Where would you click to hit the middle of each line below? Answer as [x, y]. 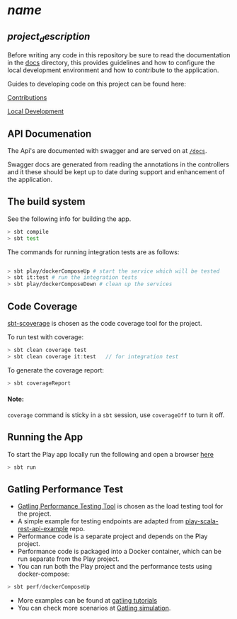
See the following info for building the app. [69, 219]
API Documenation [50, 134]
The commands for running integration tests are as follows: [93, 252]
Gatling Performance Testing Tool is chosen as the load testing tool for [120, 506]
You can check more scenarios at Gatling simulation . [94, 608]
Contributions [27, 98]
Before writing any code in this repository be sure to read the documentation [119, 55]
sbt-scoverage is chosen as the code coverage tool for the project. [105, 323]
